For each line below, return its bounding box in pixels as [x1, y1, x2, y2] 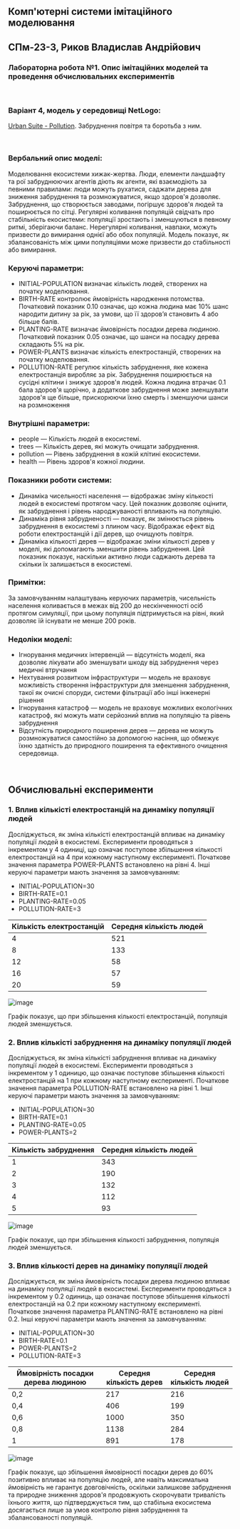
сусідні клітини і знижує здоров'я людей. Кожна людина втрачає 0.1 [18, 377, 226, 386]
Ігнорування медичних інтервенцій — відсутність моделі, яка [18, 651, 206, 659]
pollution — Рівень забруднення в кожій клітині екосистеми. [18, 449, 201, 459]
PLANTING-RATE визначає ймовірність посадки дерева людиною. [18, 325, 220, 333]
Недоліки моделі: [8, 634, 73, 644]
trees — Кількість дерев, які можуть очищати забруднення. [18, 442, 200, 451]
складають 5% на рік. [18, 340, 85, 348]
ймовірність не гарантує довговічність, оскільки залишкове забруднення [8, 1483, 231, 1492]
